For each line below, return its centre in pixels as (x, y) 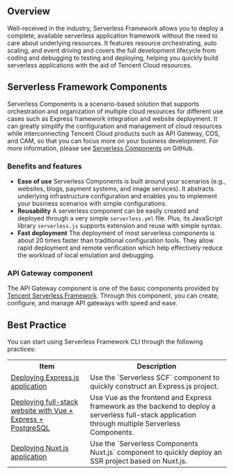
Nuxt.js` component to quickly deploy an (156, 453)
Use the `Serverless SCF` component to (155, 378)
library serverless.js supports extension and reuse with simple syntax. (120, 225)
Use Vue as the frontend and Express (151, 398)
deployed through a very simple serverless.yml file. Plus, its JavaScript (120, 218)
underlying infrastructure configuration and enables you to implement (117, 196)
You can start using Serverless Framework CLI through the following (105, 342)
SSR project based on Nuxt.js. (139, 461)
